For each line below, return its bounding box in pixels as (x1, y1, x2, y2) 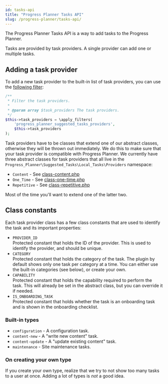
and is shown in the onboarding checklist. (12, 304, 98, 310)
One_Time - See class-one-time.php (12, 177, 85, 183)
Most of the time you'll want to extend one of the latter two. (5, 192, 127, 198)
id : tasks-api (5, 7, 35, 13)
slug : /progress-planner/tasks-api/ (5, 17, 81, 22)
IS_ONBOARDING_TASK (12, 294, 53, 299)
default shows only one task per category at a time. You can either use (12, 261, 158, 267)
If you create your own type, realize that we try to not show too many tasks (5, 367, 159, 374)
